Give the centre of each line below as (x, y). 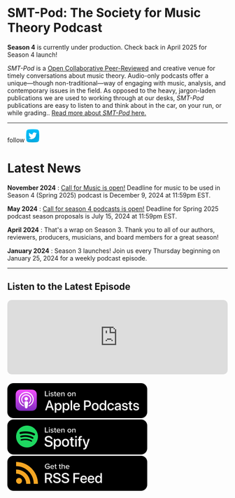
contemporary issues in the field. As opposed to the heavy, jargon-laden (112, 90)
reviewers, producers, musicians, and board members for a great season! (113, 237)
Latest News (44, 168)
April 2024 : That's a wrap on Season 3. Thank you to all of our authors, (111, 230)
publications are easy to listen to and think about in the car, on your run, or (114, 105)
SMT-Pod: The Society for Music (104, 13)
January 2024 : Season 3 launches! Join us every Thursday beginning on (114, 251)
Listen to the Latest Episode (69, 287)
